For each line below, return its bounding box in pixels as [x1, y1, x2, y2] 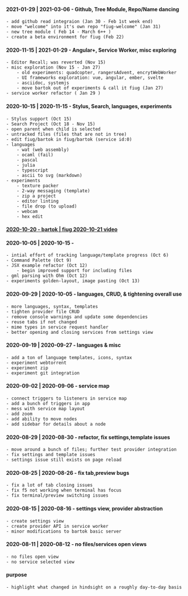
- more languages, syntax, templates [6, 303, 98, 309]
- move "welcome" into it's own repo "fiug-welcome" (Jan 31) [6, 24, 161, 30]
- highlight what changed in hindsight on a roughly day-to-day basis [6, 584, 182, 591]
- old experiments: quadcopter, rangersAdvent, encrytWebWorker [16, 70, 177, 76]
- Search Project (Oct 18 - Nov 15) [6, 121, 95, 127]
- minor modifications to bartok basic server [6, 528, 122, 534]
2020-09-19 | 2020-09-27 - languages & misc [6, 341, 121, 349]
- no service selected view [6, 559, 75, 565]
